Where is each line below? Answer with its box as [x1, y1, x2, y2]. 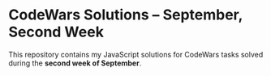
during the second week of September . [8, 58, 142, 68]
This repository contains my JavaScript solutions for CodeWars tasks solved [8, 49, 264, 59]
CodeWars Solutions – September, [8, 6, 243, 24]
